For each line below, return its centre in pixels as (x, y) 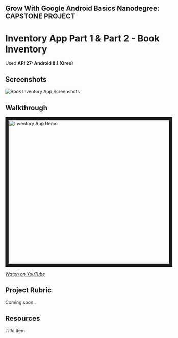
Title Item (15, 330)
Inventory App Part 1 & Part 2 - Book (82, 38)
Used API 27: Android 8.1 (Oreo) (39, 63)
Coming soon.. (21, 302)
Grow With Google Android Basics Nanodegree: (82, 8)
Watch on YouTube (25, 274)
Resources (23, 318)
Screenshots (26, 79)
